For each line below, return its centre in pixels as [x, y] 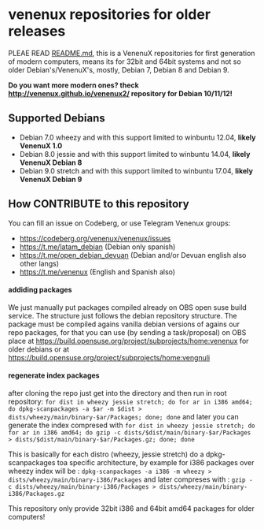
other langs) [39, 263]
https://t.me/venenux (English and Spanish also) [97, 272]
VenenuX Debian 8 [51, 162]
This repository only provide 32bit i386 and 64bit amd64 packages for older [132, 508]
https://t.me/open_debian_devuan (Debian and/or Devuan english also [133, 255]
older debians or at [38, 349]
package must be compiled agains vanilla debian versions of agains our [124, 324]
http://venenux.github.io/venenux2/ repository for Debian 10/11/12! [121, 93]
